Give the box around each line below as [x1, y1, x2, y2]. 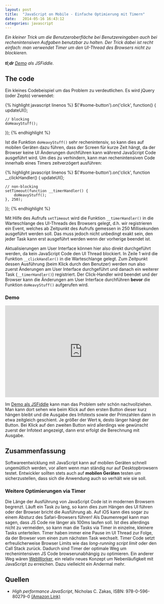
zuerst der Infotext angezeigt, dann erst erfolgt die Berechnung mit [5, 427, 140, 434]
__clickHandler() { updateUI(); [5, 175, 64, 181]
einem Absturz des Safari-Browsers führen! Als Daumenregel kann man [5, 514, 149, 520]
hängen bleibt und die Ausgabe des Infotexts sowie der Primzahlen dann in [5, 412, 156, 418]
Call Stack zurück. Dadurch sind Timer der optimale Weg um [5, 546, 127, 552]
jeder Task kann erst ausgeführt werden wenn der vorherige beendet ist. [5, 236, 151, 242]
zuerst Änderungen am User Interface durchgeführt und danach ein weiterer [5, 266, 159, 272]
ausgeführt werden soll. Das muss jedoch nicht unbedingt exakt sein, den [5, 231, 153, 237]
